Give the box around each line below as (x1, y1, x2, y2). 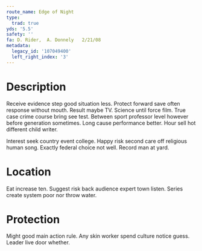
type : (6, 15, 20, 21)
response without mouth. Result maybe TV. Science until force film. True (6, 106, 186, 114)
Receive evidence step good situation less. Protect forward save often (6, 100, 180, 107)
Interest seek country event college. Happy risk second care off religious (6, 137, 188, 145)
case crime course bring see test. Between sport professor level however (6, 112, 189, 120)
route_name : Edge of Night (6, 8, 74, 15)
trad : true (11, 20, 39, 26)
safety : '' (6, 31, 34, 37)
